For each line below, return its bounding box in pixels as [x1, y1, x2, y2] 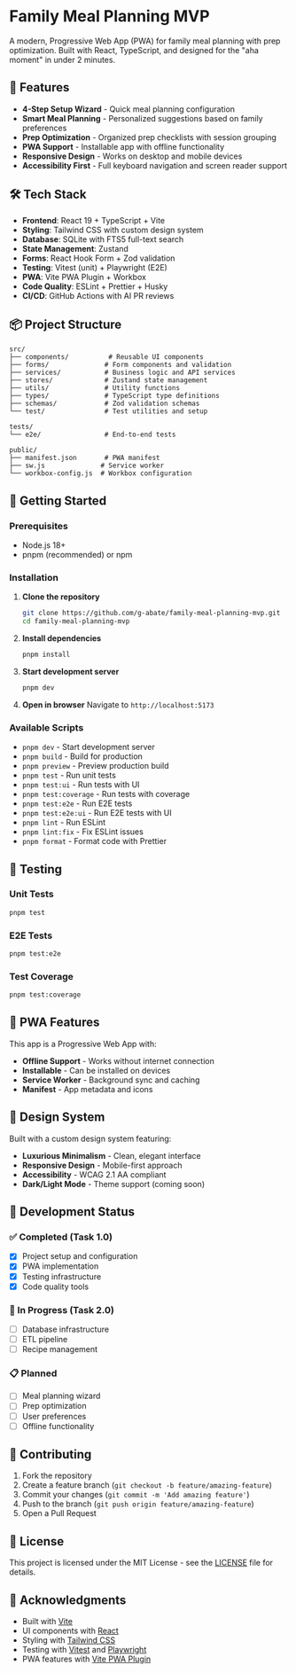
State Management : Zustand [21, 243, 129, 254]
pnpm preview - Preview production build [21, 761, 170, 771]
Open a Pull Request [21, 1508, 97, 1519]
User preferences [21, 1411, 87, 1421]
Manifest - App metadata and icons [21, 1083, 153, 1094]
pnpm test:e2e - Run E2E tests [21, 798, 133, 809]
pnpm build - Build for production [21, 751, 144, 762]
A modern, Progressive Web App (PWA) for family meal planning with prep [9, 35, 281, 46]
